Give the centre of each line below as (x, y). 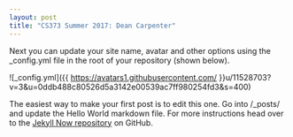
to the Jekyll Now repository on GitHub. (81, 122)
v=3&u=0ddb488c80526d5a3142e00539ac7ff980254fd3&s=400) (130, 87)
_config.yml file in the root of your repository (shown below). (120, 60)
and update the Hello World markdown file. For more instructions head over (146, 113)
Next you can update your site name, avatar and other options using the (140, 50)
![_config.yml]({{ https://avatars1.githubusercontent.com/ (113, 77)
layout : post (33, 17)
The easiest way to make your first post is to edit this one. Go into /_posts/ (145, 103)
